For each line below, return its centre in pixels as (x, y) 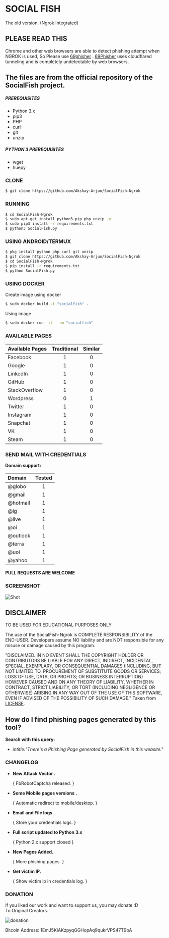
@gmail (17, 495)
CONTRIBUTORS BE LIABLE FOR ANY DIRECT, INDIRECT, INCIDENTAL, (79, 661)
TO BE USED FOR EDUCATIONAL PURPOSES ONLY (59, 625)
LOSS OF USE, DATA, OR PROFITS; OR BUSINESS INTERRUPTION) (74, 677)
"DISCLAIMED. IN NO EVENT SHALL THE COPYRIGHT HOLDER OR (74, 655)
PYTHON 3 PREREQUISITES (35, 149)
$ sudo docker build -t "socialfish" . (47, 304)
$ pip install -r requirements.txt (43, 266)
